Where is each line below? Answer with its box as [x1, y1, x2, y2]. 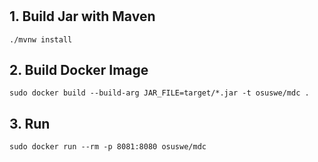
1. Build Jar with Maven [9, 8, 156, 25]
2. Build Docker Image [9, 62, 149, 78]
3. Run [9, 115, 51, 132]
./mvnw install [9, 34, 73, 45]
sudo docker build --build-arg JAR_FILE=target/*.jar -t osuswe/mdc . [9, 88, 310, 98]
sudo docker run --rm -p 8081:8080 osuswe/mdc [9, 142, 207, 152]
